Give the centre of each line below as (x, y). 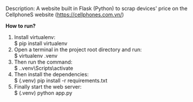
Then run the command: (43, 62)
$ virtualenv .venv (36, 56)
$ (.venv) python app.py (43, 93)
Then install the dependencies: (51, 74)
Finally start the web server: (48, 87)
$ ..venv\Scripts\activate (44, 68)
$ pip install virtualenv (41, 43)
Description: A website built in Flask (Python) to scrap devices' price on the (97, 8)
